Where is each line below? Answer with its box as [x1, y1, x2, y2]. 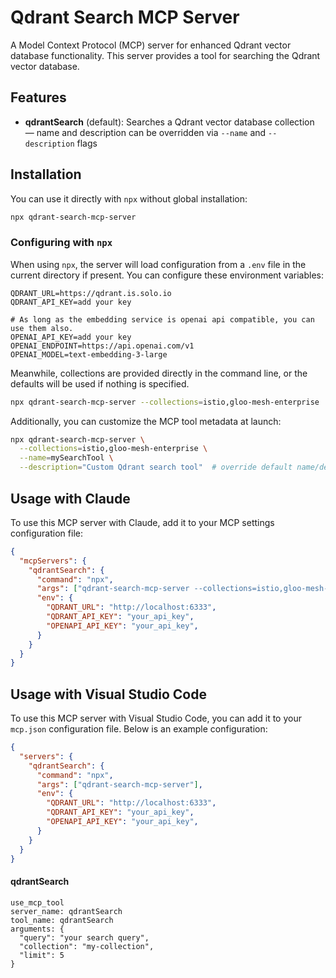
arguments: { [10, 924, 65, 934]
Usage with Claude [10, 490, 131, 507]
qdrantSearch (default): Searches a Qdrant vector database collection [24, 116, 315, 128]
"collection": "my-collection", [19, 941, 155, 951]
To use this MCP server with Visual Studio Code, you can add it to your [10, 712, 302, 725]
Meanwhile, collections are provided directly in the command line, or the [10, 367, 308, 379]
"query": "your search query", [19, 932, 150, 943]
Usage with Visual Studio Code [10, 686, 207, 703]
